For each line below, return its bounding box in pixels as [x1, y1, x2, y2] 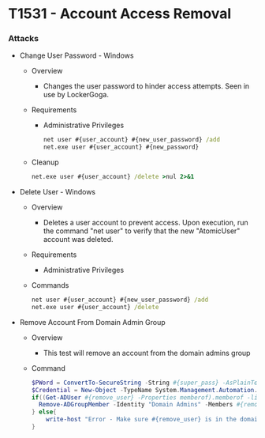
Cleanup [31, 157, 59, 167]
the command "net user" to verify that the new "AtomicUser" [43, 226, 241, 236]
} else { [31, 408, 57, 416]
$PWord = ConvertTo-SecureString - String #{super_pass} [31, 379, 219, 387]
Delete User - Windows [19, 187, 96, 197]
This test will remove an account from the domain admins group [43, 348, 251, 357]
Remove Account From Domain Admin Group [19, 317, 166, 327]
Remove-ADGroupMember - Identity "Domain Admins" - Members [38, 401, 233, 409]
